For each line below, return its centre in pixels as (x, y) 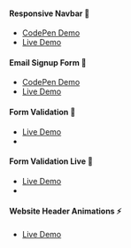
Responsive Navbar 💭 (50, 13)
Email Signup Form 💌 (48, 62)
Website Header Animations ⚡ (65, 211)
